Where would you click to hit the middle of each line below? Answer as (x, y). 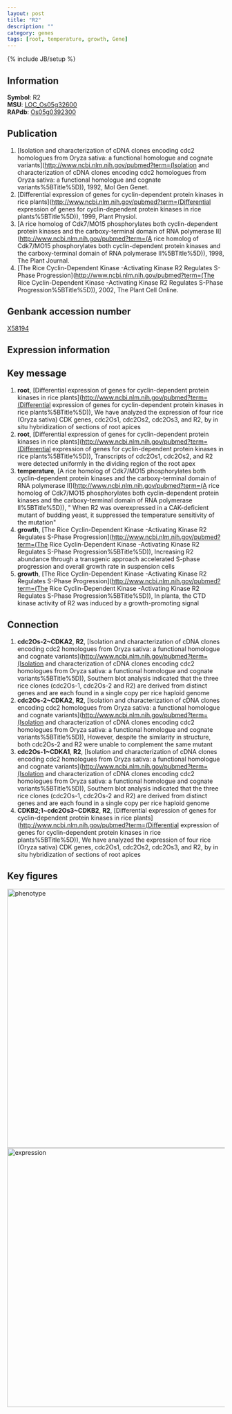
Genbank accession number (69, 312)
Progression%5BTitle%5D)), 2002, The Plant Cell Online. (98, 290)
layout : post (26, 13)
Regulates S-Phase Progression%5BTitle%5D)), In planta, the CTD (111, 596)
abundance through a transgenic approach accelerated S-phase (108, 559)
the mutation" (37, 522)
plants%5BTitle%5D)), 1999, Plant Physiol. (77, 216)
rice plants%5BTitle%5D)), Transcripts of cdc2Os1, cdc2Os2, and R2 (115, 456)
